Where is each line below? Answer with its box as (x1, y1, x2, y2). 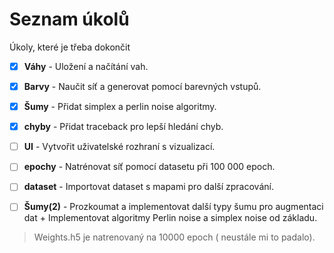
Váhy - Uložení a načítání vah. (23, 60, 149, 72)
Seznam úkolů (9, 8, 130, 31)
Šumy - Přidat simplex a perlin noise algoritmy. (23, 101, 217, 113)
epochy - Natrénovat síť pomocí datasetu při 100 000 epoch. (23, 161, 276, 173)
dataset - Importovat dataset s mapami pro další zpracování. (23, 181, 274, 193)
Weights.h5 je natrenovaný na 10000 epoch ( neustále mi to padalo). (33, 231, 316, 243)
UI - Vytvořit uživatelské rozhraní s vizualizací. (23, 141, 216, 153)
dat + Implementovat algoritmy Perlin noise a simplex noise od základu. (23, 212, 318, 224)
